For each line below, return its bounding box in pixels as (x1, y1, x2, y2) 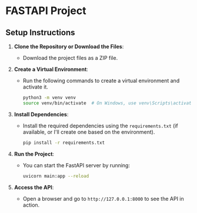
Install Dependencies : (14, 110, 69, 118)
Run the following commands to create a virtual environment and (22, 77, 180, 84)
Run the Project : (14, 150, 54, 157)
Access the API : (14, 184, 54, 191)
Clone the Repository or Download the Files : (14, 43, 124, 50)
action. (22, 201, 40, 208)
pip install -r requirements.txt (22, 140, 105, 146)
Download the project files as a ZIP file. (22, 55, 118, 61)
